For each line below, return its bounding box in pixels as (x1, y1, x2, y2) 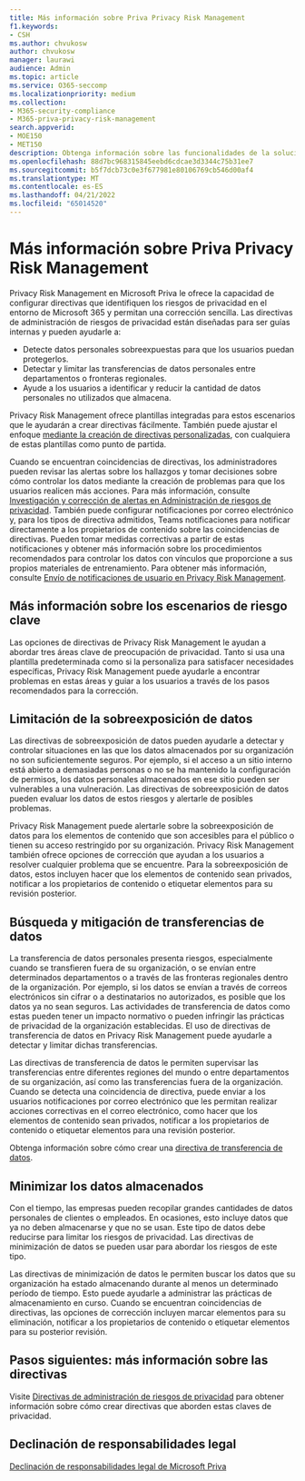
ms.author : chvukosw (9, 38, 88, 48)
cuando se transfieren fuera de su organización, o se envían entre (9, 962, 257, 973)
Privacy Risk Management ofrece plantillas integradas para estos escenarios (9, 410, 296, 421)
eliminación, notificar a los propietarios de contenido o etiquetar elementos (9, 1317, 290, 1327)
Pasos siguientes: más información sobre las (9, 1353, 269, 1368)
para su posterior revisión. (9, 1327, 108, 1337)
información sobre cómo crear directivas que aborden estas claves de (9, 1400, 272, 1411)
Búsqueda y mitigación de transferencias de (9, 914, 265, 929)
